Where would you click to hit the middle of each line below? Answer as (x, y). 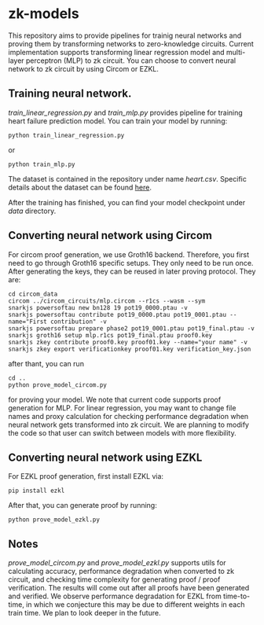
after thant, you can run (46, 363)
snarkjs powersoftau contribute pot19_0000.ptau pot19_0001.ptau (117, 314)
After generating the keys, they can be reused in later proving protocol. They (132, 271)
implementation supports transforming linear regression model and (117, 52)
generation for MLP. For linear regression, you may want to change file (122, 408)
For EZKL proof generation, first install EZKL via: (86, 476)
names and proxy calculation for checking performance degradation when (128, 416)
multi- (236, 52)
